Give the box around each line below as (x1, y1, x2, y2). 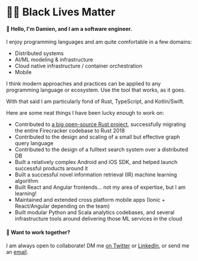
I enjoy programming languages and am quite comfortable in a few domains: (6, 38, 193, 46)
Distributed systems (14, 50, 64, 57)
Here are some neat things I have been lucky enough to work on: (6, 109, 164, 117)
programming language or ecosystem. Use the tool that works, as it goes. (6, 86, 186, 94)
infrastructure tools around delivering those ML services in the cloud (14, 215, 183, 223)
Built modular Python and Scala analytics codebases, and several (14, 209, 175, 216)
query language (14, 140, 54, 147)
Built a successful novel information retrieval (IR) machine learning (14, 171, 177, 178)
